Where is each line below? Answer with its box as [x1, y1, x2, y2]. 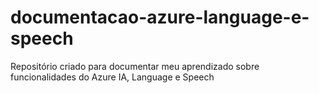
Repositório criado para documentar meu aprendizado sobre [10, 60, 260, 72]
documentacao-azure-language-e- [10, 6, 310, 29]
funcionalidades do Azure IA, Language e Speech [10, 71, 215, 83]
